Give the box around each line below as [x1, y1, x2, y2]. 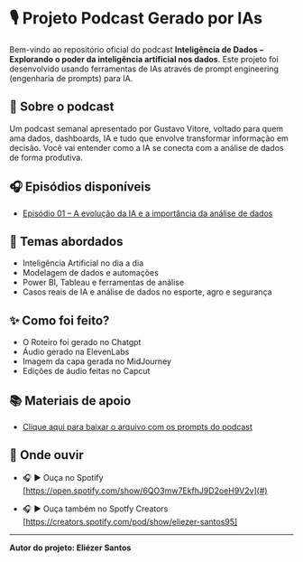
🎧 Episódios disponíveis [9, 179, 151, 195]
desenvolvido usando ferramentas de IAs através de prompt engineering [9, 63, 280, 74]
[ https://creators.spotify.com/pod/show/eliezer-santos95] [22, 516, 238, 527]
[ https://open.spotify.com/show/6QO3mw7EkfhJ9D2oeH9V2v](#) [22, 485, 268, 496]
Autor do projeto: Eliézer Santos [9, 542, 132, 553]
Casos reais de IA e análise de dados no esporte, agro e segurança [22, 286, 272, 297]
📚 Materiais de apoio [9, 393, 132, 408]
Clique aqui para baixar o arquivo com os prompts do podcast [22, 422, 252, 432]
